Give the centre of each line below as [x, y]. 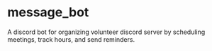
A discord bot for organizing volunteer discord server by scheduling [106, 32]
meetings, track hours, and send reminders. [71, 39]
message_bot [48, 12]
